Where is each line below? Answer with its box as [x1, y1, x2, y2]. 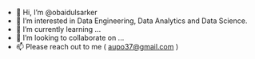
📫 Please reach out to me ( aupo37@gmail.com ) [15, 42, 179, 51]
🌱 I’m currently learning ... [15, 25, 102, 33]
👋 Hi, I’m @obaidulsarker [15, 8, 98, 17]
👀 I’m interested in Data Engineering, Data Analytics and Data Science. [15, 16, 248, 26]
